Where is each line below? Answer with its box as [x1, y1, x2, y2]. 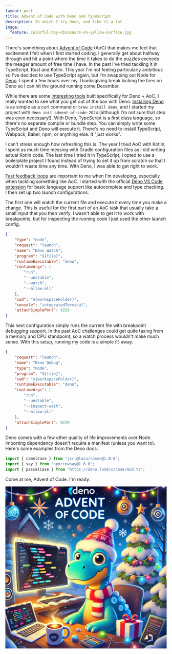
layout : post [5, 8, 33, 13]
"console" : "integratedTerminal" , [14, 302, 88, 307]
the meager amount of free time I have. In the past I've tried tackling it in [5, 61, 158, 67]
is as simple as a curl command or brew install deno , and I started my [5, 104, 155, 110]
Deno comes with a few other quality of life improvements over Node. [5, 434, 152, 441]
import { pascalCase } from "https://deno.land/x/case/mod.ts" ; [5, 467, 145, 472]
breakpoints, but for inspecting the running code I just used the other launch [5, 216, 166, 222]
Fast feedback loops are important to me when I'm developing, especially [5, 173, 160, 179]
